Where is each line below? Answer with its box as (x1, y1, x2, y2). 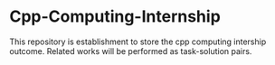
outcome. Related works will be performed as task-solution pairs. (9, 45, 252, 56)
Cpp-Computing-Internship (9, 6, 222, 27)
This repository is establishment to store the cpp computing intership (9, 36, 267, 47)
